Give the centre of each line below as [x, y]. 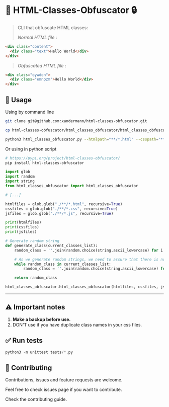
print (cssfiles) [22, 227]
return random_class [36, 278]
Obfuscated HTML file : [42, 65]
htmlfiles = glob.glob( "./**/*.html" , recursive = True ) [64, 204]
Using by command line [30, 112]
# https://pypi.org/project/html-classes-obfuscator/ [63, 158]
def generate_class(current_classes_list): [52, 246]
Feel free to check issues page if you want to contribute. [64, 390]
